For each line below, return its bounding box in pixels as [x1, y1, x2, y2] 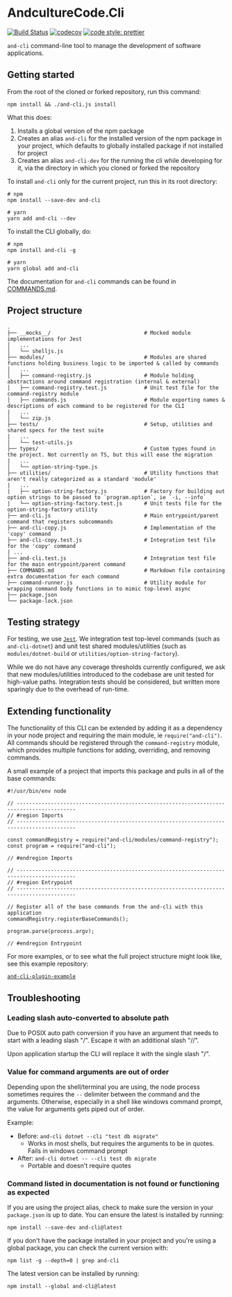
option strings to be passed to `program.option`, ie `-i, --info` [7, 494, 207, 501]
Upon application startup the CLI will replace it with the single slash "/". [7, 1049, 210, 1058]
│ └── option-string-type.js [7, 463, 98, 471]
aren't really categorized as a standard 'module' [7, 475, 157, 482]
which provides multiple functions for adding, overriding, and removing [7, 746, 210, 755]
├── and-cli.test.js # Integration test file [7, 555, 216, 562]
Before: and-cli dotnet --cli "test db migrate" [17, 1132, 158, 1140]
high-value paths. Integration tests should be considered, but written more [7, 677, 220, 686]
